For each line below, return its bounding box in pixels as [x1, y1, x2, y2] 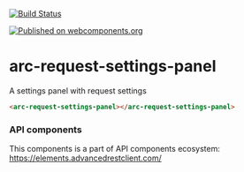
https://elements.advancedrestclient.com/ [9, 153, 162, 163]
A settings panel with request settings [9, 85, 148, 96]
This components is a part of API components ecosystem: [9, 144, 221, 154]
